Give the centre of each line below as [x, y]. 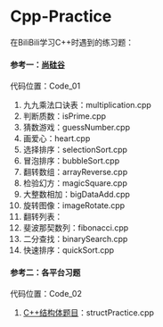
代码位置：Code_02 [46, 294]
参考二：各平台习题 [45, 272]
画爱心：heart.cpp [57, 138]
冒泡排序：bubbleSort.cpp [71, 161]
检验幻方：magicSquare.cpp [75, 183]
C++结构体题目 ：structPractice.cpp [89, 313]
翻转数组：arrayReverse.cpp [75, 172]
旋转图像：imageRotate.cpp [74, 205]
